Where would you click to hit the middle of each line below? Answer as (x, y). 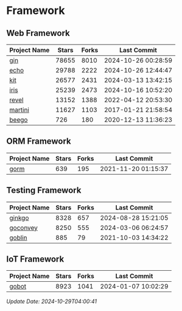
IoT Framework (35, 259)
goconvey (24, 228)
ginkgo (19, 218)
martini (19, 110)
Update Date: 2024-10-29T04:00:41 (52, 301)
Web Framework (38, 33)
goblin (18, 237)
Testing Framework (44, 190)
